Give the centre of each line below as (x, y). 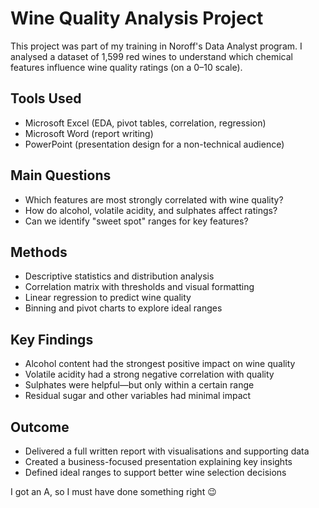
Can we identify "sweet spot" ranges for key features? (136, 221)
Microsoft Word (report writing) (89, 133)
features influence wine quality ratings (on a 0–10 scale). (126, 67)
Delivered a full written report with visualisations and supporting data (167, 451)
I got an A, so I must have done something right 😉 (113, 491)
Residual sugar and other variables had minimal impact (138, 396)
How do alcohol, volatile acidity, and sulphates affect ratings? (151, 210)
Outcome (40, 427)
